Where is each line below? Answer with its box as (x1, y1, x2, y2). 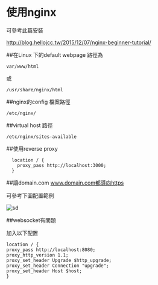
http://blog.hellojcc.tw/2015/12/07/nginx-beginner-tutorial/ (6, 39, 152, 46)
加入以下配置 (6, 229, 38, 237)
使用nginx (6, 5, 57, 19)
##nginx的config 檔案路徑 (6, 98, 71, 105)
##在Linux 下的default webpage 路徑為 (6, 51, 104, 58)
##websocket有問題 (6, 216, 56, 224)
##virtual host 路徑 (6, 122, 53, 129)
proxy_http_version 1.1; (6, 252, 69, 258)
